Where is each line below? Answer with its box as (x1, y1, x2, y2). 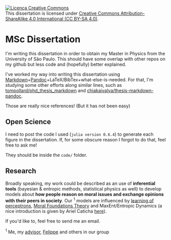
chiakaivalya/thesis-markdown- (87, 87, 154, 93)
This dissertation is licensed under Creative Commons (5, 10, 120, 16)
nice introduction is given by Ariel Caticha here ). (5, 208, 107, 214)
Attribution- (120, 10, 145, 16)
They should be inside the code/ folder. (5, 152, 88, 158)
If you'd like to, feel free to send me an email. (5, 218, 101, 224)
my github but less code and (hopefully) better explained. (5, 61, 126, 67)
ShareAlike (5, 16, 28, 21)
